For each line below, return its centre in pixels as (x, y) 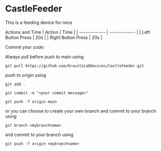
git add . (15, 84)
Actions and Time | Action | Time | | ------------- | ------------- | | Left (77, 32)
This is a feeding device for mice (39, 22)
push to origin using (26, 75)
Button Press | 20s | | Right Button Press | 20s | (54, 37)
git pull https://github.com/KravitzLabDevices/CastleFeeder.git (74, 66)
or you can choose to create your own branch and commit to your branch (81, 111)
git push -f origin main (31, 102)
